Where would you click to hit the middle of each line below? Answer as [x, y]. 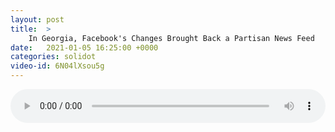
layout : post [37, 19]
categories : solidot [53, 57]
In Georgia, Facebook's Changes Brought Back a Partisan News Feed [171, 38]
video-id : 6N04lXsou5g [57, 66]
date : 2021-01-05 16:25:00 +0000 [84, 47]
